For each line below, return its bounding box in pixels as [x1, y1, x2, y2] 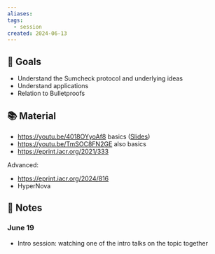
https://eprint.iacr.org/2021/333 [17, 147, 109, 155]
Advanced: [7, 160, 39, 169]
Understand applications [17, 82, 89, 90]
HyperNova [17, 181, 51, 190]
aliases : [7, 10, 33, 17]
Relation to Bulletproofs [17, 89, 85, 98]
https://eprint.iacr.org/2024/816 [17, 174, 109, 183]
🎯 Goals [7, 55, 42, 67]
